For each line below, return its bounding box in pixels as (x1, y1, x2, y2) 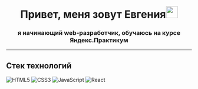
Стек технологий (6, 61, 72, 71)
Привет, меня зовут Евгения (20, 8, 166, 21)
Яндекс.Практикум (70, 36, 128, 44)
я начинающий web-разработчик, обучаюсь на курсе (17, 29, 181, 37)
